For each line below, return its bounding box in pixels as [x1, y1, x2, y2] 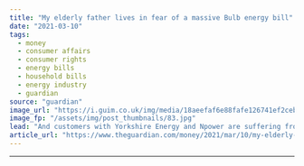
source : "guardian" [9, 97, 83, 106]
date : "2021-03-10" [9, 22, 83, 31]
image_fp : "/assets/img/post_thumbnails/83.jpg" [9, 114, 196, 123]
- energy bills [17, 64, 75, 73]
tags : [9, 30, 30, 39]
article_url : [9, 131, 59, 140]
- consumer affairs [17, 47, 91, 56]
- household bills [17, 72, 88, 81]
